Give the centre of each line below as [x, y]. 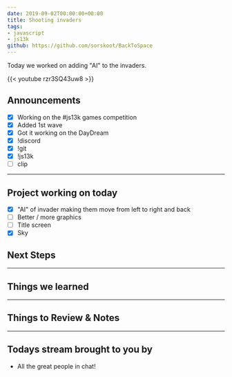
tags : [15, 26]
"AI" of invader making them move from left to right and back [104, 210]
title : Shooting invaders [44, 20]
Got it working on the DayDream [63, 133]
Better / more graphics [49, 217]
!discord [29, 140]
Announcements [44, 101]
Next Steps [31, 255]
